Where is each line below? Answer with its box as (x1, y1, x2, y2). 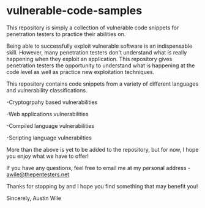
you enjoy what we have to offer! (6, 152, 89, 160)
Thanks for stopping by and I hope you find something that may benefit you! (6, 182, 198, 190)
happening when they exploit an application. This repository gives (6, 55, 173, 62)
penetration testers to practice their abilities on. (6, 30, 126, 37)
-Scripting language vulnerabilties (6, 134, 92, 141)
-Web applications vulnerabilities (6, 110, 89, 117)
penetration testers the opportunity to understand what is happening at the (6, 62, 195, 69)
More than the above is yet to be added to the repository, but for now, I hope (6, 146, 199, 153)
